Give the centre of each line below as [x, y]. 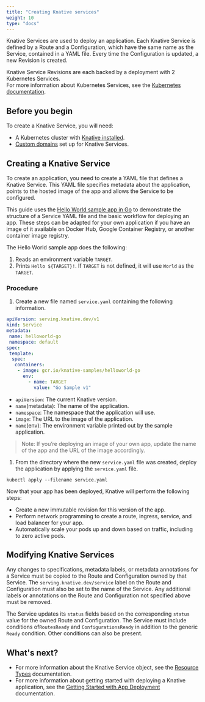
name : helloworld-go [35, 336]
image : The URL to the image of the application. [74, 419]
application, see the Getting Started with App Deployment [88, 687]
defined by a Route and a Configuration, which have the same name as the [100, 47]
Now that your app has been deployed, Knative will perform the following [98, 491]
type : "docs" [23, 23]
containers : [30, 365]
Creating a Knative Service [59, 163]
